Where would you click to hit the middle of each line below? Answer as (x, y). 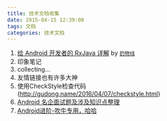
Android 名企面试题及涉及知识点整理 (68, 102)
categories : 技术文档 (36, 33)
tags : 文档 (22, 26)
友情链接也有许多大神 (47, 78)
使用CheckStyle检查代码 (52, 86)
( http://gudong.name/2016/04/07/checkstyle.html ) (89, 94)
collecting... (34, 69)
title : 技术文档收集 (33, 13)
